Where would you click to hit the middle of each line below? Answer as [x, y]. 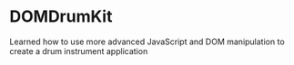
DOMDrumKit [61, 17]
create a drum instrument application [79, 51]
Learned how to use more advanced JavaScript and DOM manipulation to [147, 42]
